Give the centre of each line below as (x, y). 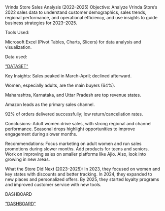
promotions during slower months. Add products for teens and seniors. (77, 149)
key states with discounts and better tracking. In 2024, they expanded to (79, 174)
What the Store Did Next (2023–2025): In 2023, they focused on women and (82, 169)
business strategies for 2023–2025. (41, 23)
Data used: (16, 57)
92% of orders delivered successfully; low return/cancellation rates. (74, 114)
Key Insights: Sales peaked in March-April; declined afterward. (68, 76)
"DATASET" (17, 66)
